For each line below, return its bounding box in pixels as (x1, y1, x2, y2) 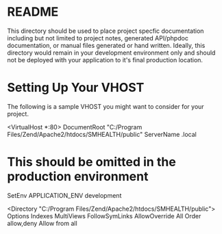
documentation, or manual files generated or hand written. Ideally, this (7, 41, 206, 49)
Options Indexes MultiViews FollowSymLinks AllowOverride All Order (7, 211, 201, 220)
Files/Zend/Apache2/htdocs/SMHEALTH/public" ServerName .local (7, 130, 197, 138)
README (7, 4, 59, 20)
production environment (7, 169, 149, 185)
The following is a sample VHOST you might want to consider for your (7, 102, 204, 110)
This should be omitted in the (7, 155, 176, 170)
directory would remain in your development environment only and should (7, 49, 216, 57)
